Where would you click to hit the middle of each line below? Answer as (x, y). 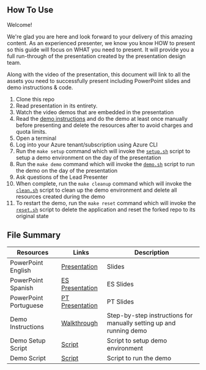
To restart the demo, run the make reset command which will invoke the (106, 203)
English (20, 270)
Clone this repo (35, 99)
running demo (127, 330)
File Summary (34, 235)
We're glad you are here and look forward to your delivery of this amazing (100, 37)
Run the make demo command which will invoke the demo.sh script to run (105, 164)
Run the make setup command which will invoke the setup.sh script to (103, 151)
